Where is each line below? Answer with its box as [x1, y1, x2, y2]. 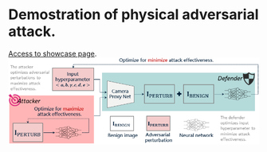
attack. [8, 22, 56, 41]
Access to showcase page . [8, 49, 97, 58]
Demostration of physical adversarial [8, 6, 259, 24]
